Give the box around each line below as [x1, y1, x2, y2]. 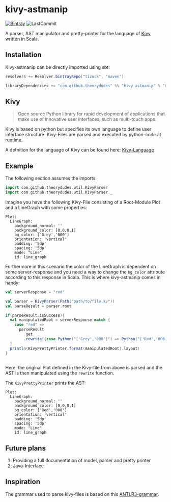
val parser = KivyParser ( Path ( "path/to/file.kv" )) [5, 298, 115, 304]
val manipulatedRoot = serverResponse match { [10, 317, 110, 322]
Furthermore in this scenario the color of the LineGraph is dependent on [5, 263, 156, 269]
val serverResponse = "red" [5, 289, 65, 294]
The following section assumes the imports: [5, 175, 97, 182]
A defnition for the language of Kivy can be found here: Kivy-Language [5, 147, 154, 153]
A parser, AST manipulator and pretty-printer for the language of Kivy [5, 30, 151, 36]
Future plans [5, 444, 46, 453]
